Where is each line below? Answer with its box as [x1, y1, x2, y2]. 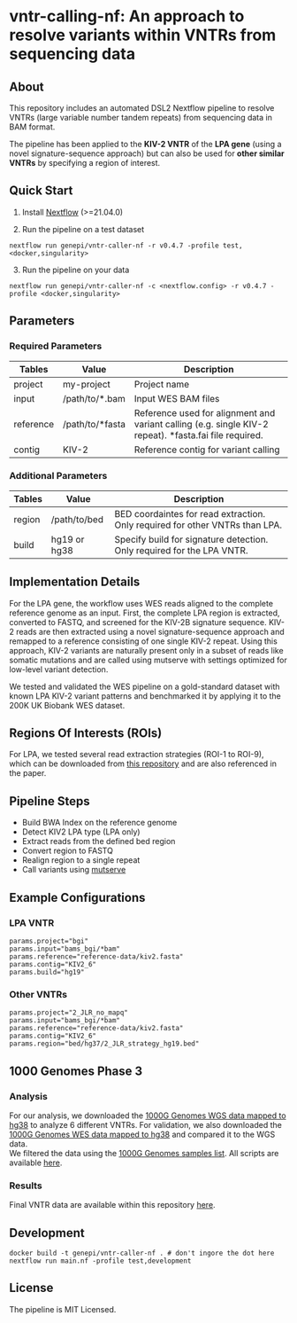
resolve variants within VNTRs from [9, 25, 277, 45]
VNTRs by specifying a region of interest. [9, 158, 161, 168]
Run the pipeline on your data [21, 264, 130, 275]
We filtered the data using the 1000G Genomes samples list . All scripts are [9, 1147, 279, 1158]
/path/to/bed [50, 513, 104, 525]
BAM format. [9, 121, 56, 132]
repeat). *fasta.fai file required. [133, 428, 263, 441]
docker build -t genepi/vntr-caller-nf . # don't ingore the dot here [9, 1249, 275, 1258]
